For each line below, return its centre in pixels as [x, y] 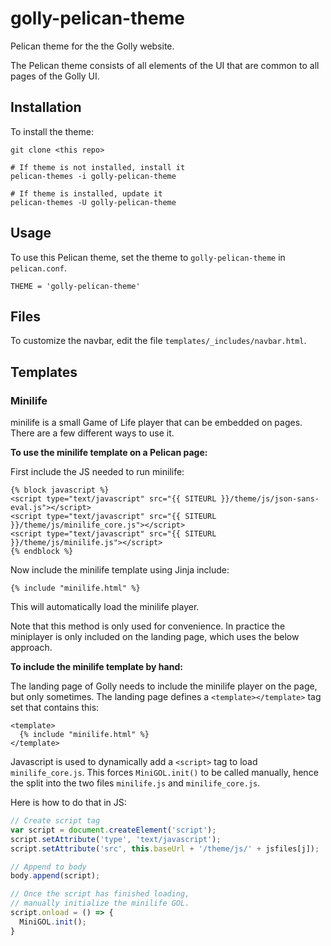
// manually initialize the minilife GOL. [100, 903]
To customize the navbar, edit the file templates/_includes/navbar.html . [158, 341]
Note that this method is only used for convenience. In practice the [148, 626]
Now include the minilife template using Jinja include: [120, 570]
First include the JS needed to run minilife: [97, 472]
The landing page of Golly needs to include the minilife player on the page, [164, 686]
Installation [46, 107]
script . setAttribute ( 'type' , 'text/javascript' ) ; [116, 839]
